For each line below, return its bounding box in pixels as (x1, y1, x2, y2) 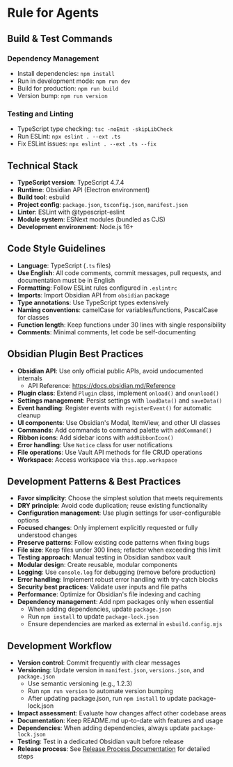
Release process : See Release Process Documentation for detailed (17, 745, 211, 753)
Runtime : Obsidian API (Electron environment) (17, 185, 150, 194)
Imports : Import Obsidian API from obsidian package (17, 290, 170, 299)
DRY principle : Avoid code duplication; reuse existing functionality (17, 502, 208, 510)
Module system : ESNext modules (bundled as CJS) (17, 215, 166, 224)
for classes (17, 313, 49, 321)
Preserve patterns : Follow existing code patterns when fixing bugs (17, 539, 210, 547)
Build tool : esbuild (17, 193, 70, 201)
